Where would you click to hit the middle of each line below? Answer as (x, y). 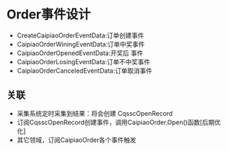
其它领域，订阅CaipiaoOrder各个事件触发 (77, 140)
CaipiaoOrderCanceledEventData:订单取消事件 (84, 71)
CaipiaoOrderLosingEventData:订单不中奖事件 (83, 61)
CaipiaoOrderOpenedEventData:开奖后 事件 (80, 53)
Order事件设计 (49, 14)
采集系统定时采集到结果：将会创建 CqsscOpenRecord (95, 113)
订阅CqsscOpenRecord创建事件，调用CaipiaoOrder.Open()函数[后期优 (119, 122)
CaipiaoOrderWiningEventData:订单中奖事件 (81, 44)
